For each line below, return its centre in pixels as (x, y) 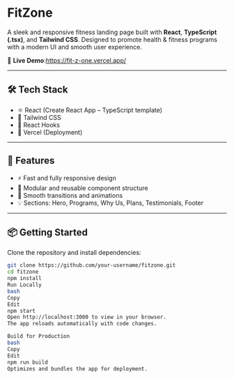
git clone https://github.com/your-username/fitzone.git (92, 265)
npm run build (28, 362)
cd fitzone (23, 272)
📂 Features (31, 161)
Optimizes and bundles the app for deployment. (78, 369)
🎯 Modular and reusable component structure (83, 188)
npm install (24, 279)
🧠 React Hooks (39, 125)
